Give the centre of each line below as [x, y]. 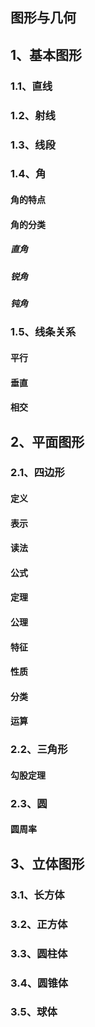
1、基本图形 [46, 54]
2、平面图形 [47, 441]
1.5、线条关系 [43, 332]
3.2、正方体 [39, 924]
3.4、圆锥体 [39, 983]
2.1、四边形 [37, 473]
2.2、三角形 [39, 750]
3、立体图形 [47, 863]
